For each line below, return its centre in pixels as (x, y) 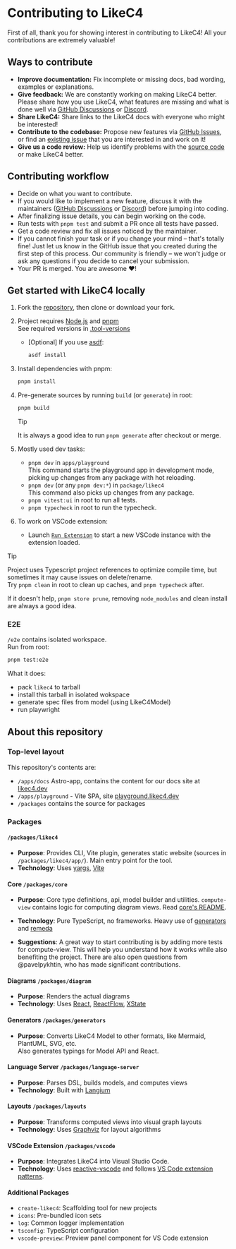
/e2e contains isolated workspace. (57, 639)
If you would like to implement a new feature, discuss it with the (110, 201)
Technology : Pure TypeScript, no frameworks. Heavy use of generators (122, 921)
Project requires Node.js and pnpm (68, 321)
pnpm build (33, 408)
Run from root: (28, 647)
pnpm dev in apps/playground (69, 463)
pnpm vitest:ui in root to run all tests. (82, 500)
